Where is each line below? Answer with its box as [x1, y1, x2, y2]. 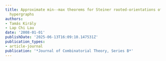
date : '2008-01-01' [5, 30, 45, 35]
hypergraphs [9, 12, 35, 17]
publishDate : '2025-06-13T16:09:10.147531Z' [5, 35, 98, 40]
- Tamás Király [5, 21, 37, 26]
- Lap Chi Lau [5, 26, 35, 30]
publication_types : [5, 39, 45, 44]
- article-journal [5, 44, 43, 49]
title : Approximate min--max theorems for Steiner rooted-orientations [5, 7, 156, 12]
